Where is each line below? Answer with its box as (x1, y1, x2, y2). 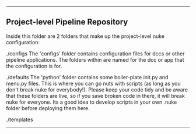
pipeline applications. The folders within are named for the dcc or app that (6, 56, 184, 63)
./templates (6, 116, 33, 123)
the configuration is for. (6, 62, 62, 69)
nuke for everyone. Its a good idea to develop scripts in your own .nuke (6, 98, 177, 105)
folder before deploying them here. (6, 104, 90, 111)
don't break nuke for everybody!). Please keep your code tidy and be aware (6, 86, 188, 93)
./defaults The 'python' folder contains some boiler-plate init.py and (6, 73, 169, 80)
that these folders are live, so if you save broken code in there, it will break (6, 92, 185, 99)
